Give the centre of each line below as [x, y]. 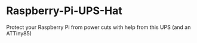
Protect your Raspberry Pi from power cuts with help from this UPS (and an [98, 27]
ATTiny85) [19, 33]
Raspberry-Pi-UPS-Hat [64, 11]
